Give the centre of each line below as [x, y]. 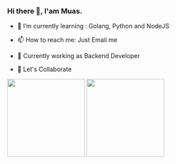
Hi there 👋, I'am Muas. [45, 11]
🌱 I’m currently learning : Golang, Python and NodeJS [93, 26]
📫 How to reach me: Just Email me [67, 40]
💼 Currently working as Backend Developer [78, 56]
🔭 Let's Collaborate [45, 69]
